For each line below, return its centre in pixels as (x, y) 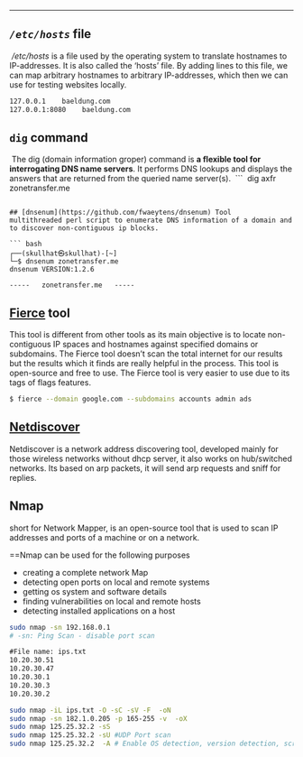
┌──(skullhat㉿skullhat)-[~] (63, 254)
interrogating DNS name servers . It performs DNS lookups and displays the (151, 169)
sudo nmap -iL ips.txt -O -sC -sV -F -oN (90, 710)
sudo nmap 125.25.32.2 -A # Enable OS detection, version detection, (145, 744)
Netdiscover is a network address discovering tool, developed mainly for (144, 448)
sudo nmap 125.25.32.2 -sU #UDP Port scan (90, 735)
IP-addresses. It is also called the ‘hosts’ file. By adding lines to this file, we (149, 65)
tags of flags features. (50, 383)
